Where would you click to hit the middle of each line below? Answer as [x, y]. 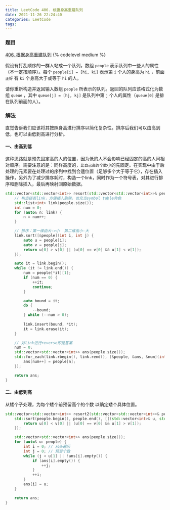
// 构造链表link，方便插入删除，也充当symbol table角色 [68, 198]
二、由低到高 [18, 392]
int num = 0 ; [28, 208]
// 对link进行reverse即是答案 [44, 343]
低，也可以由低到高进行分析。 [36, 134]
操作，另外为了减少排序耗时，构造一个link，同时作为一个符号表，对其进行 [82, 178]
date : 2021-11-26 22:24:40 [34, 15]
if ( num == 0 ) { [40, 278]
